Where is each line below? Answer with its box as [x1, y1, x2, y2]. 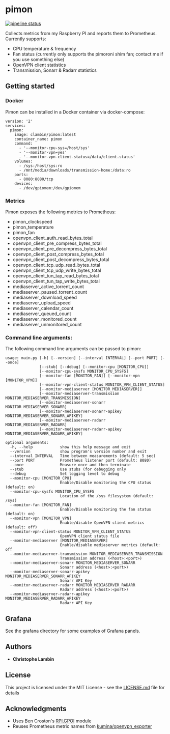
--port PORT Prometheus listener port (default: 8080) [10, 458, 152, 463]
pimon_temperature [12, 224, 54, 230]
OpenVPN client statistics [12, 62, 66, 68]
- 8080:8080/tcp [18, 177, 53, 182]
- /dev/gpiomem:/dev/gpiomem [18, 185, 81, 190]
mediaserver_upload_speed [12, 299, 71, 306]
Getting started [5, 82, 55, 91]
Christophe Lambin [12, 656, 54, 662]
